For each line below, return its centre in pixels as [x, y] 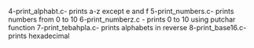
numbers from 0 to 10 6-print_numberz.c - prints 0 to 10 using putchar [122, 19]
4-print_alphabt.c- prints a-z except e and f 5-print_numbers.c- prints [121, 11]
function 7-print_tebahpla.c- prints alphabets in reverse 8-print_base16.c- [127, 27]
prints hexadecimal [39, 36]
